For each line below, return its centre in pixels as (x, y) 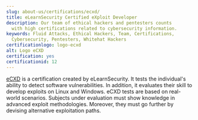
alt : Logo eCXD (25, 51)
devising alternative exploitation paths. (54, 110)
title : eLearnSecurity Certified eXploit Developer (72, 17)
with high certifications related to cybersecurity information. (95, 28)
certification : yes (30, 56)
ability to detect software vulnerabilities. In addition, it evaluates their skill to (99, 85)
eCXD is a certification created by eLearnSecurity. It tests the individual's (96, 79)
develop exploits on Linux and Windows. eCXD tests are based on (87, 91)
